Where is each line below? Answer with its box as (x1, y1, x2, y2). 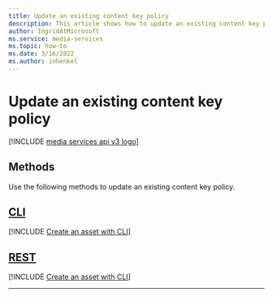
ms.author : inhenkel (8, 58, 79, 66)
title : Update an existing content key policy (8, 11, 169, 20)
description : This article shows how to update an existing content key (8, 20, 260, 28)
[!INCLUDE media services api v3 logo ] (8, 136, 140, 146)
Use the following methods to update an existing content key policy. (8, 181, 236, 191)
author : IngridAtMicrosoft (8, 27, 100, 35)
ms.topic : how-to (8, 42, 67, 50)
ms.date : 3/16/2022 (8, 50, 75, 58)
